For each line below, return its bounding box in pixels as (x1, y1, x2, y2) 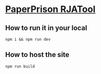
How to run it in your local (5, 24, 87, 32)
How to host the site (5, 50, 70, 59)
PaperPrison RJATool (5, 4, 96, 15)
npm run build (5, 64, 35, 69)
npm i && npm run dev (5, 37, 51, 42)
